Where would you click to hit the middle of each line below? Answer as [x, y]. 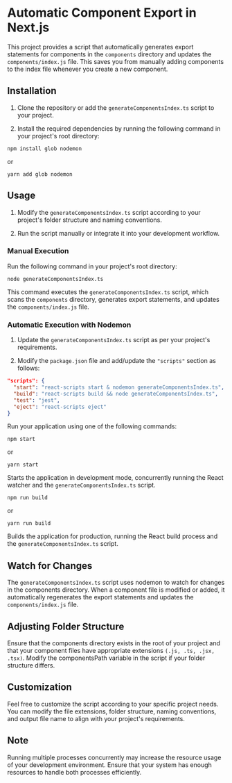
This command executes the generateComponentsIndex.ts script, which [108, 292]
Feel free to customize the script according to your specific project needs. [113, 704]
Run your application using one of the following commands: [92, 426]
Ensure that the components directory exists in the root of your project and [114, 643]
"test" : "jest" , [37, 400]
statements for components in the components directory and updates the [109, 54]
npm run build [28, 498]
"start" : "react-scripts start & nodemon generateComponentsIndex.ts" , [119, 387]
